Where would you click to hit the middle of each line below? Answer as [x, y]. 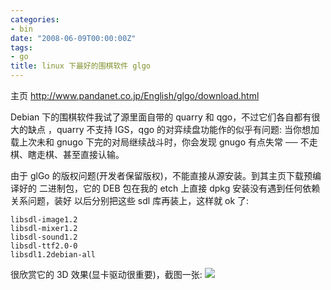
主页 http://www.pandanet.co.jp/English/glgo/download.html [135, 95]
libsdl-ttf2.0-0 [44, 246]
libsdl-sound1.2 [44, 237]
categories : [35, 19]
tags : [21, 47]
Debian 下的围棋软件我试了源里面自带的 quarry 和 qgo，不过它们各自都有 [161, 117]
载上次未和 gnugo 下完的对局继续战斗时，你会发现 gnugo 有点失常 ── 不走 [164, 142]
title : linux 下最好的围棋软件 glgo [80, 66]
